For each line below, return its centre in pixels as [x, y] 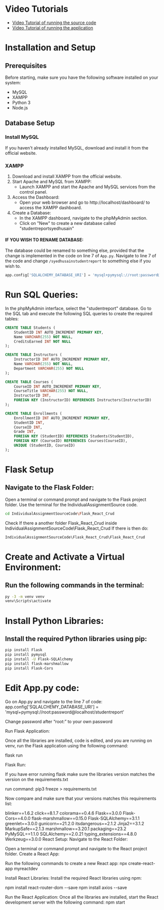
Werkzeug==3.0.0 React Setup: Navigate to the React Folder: [66, 839]
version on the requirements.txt [37, 779]
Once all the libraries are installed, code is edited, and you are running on [79, 740]
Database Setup [30, 123]
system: [13, 82]
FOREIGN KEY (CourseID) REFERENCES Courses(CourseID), [71, 441]
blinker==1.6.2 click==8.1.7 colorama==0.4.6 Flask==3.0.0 [63, 813]
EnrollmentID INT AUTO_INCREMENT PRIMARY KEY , [62, 418]
